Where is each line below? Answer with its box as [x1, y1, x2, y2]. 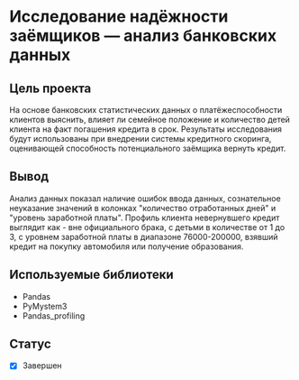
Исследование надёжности [9, 6, 229, 27]
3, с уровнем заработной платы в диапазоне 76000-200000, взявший [9, 231, 278, 242]
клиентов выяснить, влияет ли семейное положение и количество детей [9, 115, 291, 125]
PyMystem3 [22, 301, 68, 311]
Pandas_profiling [22, 310, 86, 321]
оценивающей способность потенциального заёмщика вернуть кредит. [9, 143, 286, 153]
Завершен [22, 360, 62, 371]
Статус [9, 337, 51, 352]
